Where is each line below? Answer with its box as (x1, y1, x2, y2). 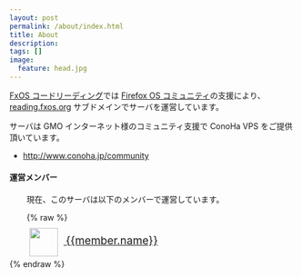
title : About (9, 30, 59, 39)
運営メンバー (9, 172, 57, 183)
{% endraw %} (9, 259, 65, 270)
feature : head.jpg (17, 64, 88, 74)
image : (9, 55, 35, 64)
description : (9, 38, 59, 48)
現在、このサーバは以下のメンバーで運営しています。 (26, 194, 225, 205)
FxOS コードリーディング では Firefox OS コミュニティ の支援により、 (9, 90, 266, 101)
